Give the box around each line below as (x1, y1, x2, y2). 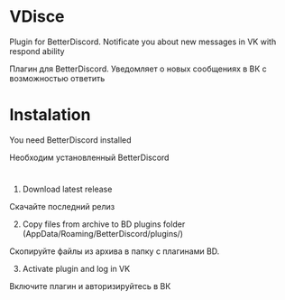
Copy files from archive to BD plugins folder (22, 219, 186, 230)
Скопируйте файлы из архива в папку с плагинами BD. (9, 246, 220, 257)
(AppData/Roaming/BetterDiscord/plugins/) (22, 229, 183, 239)
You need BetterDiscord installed (9, 134, 133, 145)
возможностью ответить (9, 72, 106, 83)
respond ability (9, 45, 65, 56)
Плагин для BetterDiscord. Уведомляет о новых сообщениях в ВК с (9, 63, 268, 74)
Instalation (9, 105, 91, 126)
